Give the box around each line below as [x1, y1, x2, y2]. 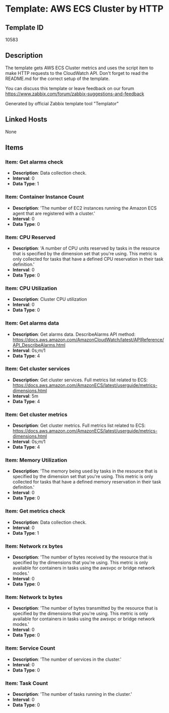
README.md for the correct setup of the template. [5, 75, 110, 82]
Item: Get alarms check [5, 158, 64, 165]
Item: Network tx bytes [5, 593, 63, 601]
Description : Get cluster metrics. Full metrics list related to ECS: [12, 422, 146, 428]
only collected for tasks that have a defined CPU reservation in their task [12, 256, 164, 262]
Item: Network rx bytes [5, 542, 63, 549]
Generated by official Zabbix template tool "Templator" [5, 100, 119, 106]
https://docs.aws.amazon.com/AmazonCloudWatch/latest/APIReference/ [12, 336, 164, 342]
